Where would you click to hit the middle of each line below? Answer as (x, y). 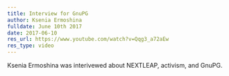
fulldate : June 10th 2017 (44, 26)
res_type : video (31, 46)
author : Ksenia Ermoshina (44, 20)
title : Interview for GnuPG (48, 13)
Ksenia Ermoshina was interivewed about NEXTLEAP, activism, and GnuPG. (115, 65)
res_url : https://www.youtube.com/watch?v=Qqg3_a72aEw (88, 39)
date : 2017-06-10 (32, 33)
